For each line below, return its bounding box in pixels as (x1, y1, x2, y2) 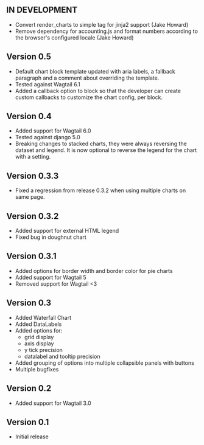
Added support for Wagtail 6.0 (15, 127, 91, 134)
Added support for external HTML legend (15, 227, 119, 235)
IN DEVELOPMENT (6, 5, 78, 15)
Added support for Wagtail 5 (15, 274, 86, 281)
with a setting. (15, 153, 51, 160)
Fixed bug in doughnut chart (15, 233, 86, 241)
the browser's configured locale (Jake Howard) (15, 33, 134, 41)
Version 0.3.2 (6, 211, 59, 221)
